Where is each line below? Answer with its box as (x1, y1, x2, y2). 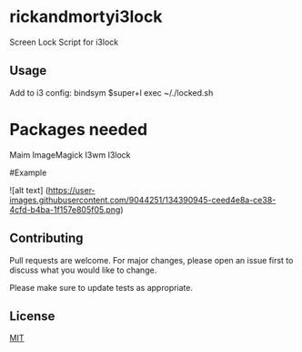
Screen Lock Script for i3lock (9, 36, 119, 47)
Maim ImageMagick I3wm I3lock (9, 149, 131, 160)
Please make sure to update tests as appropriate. (9, 282, 194, 293)
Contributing (9, 231, 84, 246)
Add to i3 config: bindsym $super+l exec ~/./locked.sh (9, 87, 214, 98)
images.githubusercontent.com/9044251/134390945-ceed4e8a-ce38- (9, 194, 277, 205)
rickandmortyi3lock (9, 6, 163, 27)
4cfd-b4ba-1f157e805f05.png (9, 203, 121, 215)
